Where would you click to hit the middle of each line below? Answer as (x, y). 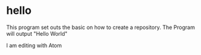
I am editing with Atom (34, 45)
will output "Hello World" (37, 33)
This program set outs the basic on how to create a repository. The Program (101, 27)
